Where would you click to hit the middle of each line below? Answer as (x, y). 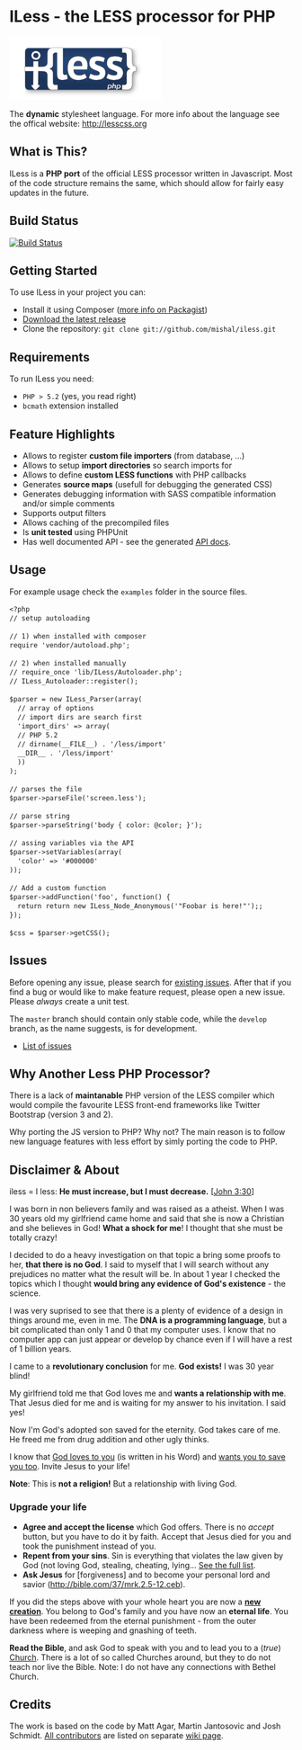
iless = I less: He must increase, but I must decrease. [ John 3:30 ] (132, 1192)
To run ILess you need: (52, 379)
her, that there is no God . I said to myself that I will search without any (139, 1264)
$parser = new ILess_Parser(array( (76, 699)
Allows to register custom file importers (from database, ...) (133, 455)
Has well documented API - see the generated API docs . (126, 542)
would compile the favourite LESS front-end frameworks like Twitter (135, 1105)
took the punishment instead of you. (89, 1546)
